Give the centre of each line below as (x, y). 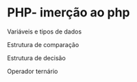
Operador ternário (33, 71)
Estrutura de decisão (37, 58)
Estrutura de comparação (43, 44)
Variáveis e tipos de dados (45, 31)
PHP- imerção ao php (68, 13)
